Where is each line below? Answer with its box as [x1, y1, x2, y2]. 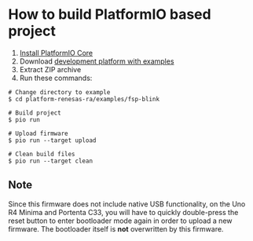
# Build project [8, 108, 61, 117]
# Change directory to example [8, 88, 111, 96]
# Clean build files [8, 150, 76, 158]
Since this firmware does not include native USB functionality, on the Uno [8, 199, 246, 209]
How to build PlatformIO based [8, 5, 211, 24]
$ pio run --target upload [8, 136, 97, 144]
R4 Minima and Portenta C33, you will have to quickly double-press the [8, 207, 239, 217]
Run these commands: [19, 73, 93, 82]
